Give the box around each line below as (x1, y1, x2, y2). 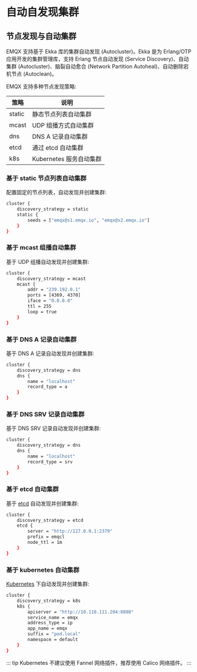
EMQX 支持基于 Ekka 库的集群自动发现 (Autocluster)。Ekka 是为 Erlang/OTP (6, 48, 192, 55)
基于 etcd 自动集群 (6, 485, 59, 493)
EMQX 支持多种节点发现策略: (6, 83, 77, 90)
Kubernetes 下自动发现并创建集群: (6, 580, 90, 587)
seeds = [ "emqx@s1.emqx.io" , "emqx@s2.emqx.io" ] (27, 217, 150, 223)
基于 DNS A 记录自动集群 (6, 335, 77, 343)
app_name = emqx (27, 626, 68, 631)
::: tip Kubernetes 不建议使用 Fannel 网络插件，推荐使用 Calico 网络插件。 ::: (6, 659, 192, 666)
